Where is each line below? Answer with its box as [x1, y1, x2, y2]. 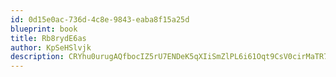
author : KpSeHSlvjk [10, 42, 92, 53]
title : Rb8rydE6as [10, 33, 87, 43]
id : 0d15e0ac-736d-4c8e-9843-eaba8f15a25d [10, 14, 190, 25]
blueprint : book [10, 24, 78, 34]
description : [10, 52, 65, 62]
